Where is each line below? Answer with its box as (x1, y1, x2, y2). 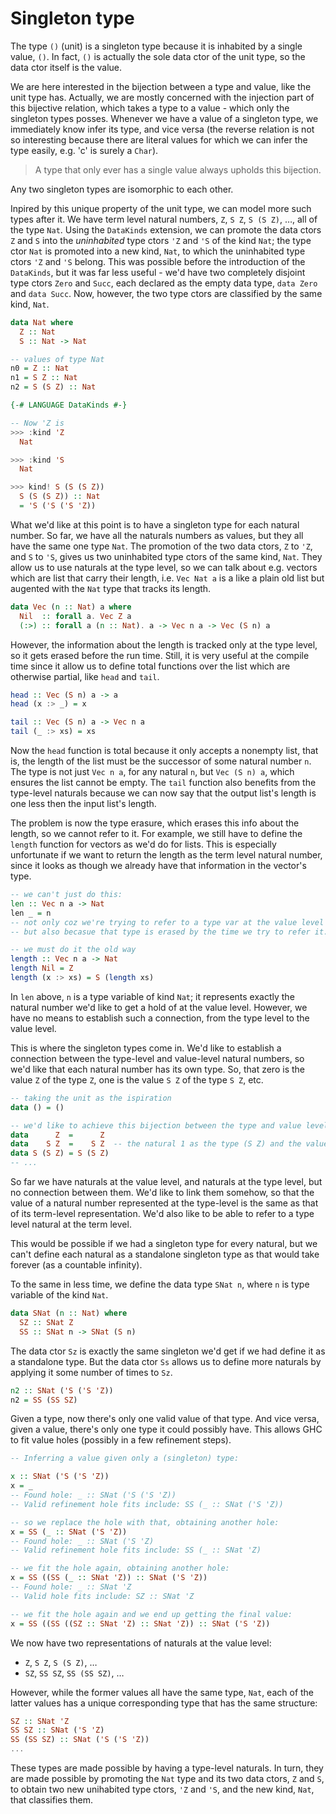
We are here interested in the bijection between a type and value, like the (10, 80, 312, 92)
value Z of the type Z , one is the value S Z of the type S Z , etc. (10, 1073, 264, 1086)
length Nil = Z (10, 963, 74, 974)
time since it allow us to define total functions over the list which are (10, 660, 291, 672)
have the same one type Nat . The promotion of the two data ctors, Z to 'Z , (10, 540, 313, 552)
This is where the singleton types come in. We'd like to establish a (10, 1042, 282, 1054)
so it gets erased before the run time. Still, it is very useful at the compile (10, 649, 310, 661)
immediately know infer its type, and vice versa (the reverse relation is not (10, 123, 315, 135)
